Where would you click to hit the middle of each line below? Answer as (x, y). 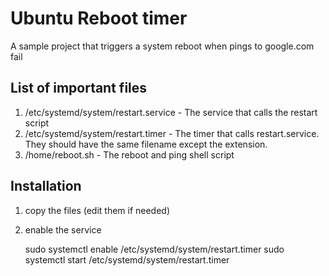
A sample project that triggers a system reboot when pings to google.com (162, 46)
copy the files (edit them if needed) (97, 210)
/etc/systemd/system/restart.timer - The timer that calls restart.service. (172, 133)
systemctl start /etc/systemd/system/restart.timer (127, 259)
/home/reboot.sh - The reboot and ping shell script (129, 154)
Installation (46, 186)
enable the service (63, 229)
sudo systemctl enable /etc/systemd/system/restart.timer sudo (154, 249)
